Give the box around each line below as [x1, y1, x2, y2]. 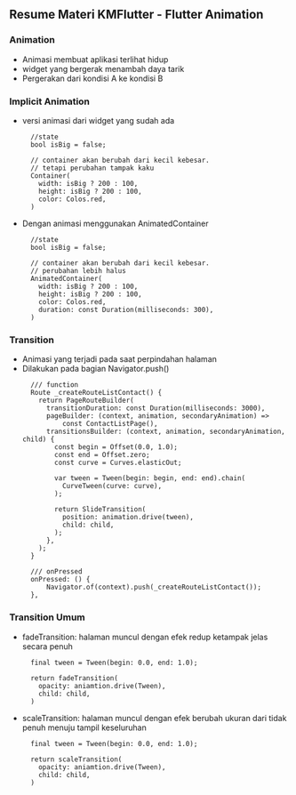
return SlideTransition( [54, 505, 147, 514]
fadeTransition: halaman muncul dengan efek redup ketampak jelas [21, 631, 268, 642]
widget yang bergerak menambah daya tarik [21, 63, 185, 74]
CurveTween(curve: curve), [61, 482, 163, 491]
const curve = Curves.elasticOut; [54, 458, 182, 468]
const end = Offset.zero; [54, 451, 150, 460]
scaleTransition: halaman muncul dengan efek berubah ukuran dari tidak [21, 712, 287, 723]
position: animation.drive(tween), [61, 513, 194, 522]
